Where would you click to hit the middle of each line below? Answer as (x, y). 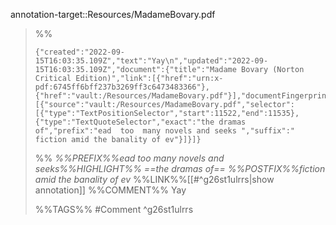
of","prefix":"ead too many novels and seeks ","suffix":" (165, 131)
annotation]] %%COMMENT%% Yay (110, 190)
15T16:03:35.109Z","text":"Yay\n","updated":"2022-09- (151, 61)
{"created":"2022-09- (79, 52)
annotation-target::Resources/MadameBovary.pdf (113, 14)
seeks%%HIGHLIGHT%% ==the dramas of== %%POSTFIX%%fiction (180, 168)
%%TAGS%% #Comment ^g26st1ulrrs (114, 209)
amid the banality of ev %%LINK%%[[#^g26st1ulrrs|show (154, 179)
